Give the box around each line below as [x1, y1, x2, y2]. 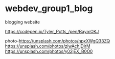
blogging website [5, 19, 40, 25]
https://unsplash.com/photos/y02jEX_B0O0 [5, 48, 93, 54]
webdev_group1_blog [5, 3, 93, 14]
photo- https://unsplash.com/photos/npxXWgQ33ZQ [5, 38, 110, 44]
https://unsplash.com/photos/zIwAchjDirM [5, 43, 91, 49]
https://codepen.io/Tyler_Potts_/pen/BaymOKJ [5, 28, 99, 34]
